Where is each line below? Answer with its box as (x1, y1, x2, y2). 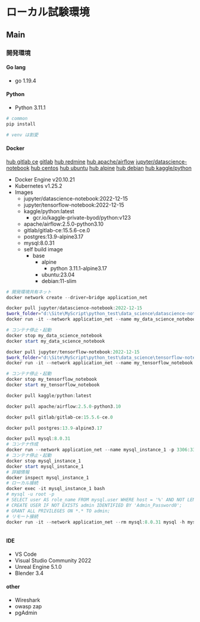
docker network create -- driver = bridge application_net (6, 294, 148, 300)
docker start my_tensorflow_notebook (6, 382, 100, 388)
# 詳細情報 (6, 469, 30, 475)
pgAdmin (14, 609, 37, 616)
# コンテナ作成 (6, 441, 39, 448)
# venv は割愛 (6, 132, 39, 138)
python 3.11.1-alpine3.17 (50, 264, 107, 272)
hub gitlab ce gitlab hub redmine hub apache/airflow (6, 158, 135, 165)
